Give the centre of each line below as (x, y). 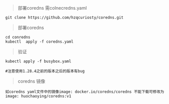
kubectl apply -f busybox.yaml (38, 61)
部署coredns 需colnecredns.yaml (52, 8)
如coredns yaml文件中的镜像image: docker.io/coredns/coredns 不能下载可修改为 (85, 92)
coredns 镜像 (31, 81)
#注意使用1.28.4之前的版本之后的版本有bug (45, 71)
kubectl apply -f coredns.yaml (39, 42)
